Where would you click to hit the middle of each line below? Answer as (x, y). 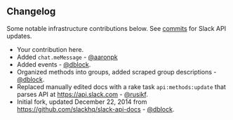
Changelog (31, 12)
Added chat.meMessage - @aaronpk (67, 57)
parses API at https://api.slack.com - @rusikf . (82, 94)
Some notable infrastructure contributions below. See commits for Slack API (116, 28)
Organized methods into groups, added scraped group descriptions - (116, 72)
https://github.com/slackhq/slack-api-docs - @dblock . (95, 109)
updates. (19, 36)
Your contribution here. (50, 49)
